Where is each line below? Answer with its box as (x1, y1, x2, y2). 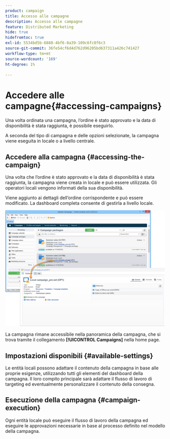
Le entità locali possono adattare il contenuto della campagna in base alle (5, 365, 159, 371)
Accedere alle (5, 89, 65, 101)
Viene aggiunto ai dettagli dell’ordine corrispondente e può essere (5, 195, 144, 201)
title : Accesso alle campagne (5, 13, 70, 19)
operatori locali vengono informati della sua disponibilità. (5, 185, 124, 191)
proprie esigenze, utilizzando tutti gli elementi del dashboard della (5, 370, 143, 377)
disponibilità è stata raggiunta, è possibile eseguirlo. (5, 122, 114, 129)
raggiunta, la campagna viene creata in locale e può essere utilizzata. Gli (5, 179, 157, 185)
